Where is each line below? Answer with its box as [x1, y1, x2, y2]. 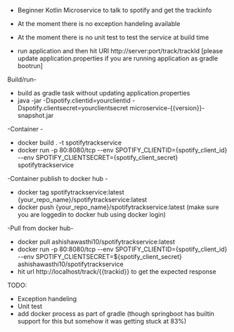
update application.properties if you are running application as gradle [17, 54, 219, 62]
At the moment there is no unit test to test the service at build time [17, 33, 209, 41]
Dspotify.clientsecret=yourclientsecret [17, 104, 129, 112]
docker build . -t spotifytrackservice [17, 138, 122, 147]
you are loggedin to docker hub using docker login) [17, 211, 167, 218]
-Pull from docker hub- [7, 224, 74, 232]
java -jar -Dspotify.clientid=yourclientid [17, 96, 131, 105]
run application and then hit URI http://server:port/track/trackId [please [17, 47, 223, 55]
